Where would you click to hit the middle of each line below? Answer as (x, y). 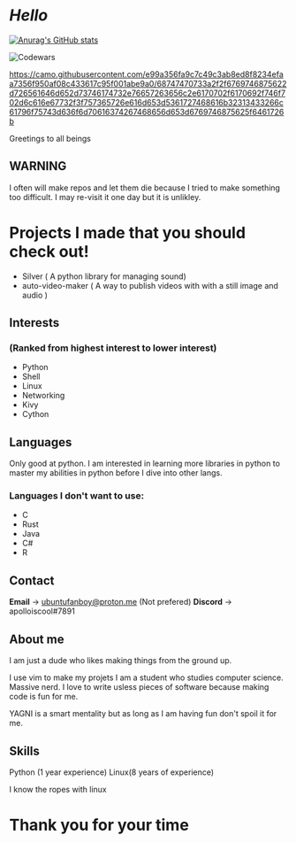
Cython (35, 414)
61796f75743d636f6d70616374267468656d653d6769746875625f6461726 (147, 112)
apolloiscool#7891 (42, 611)
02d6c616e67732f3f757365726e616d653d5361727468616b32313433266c (147, 102)
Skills (24, 750)
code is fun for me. (44, 697)
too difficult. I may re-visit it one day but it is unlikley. (105, 197)
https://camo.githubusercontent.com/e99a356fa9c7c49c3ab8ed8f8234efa (147, 74)
